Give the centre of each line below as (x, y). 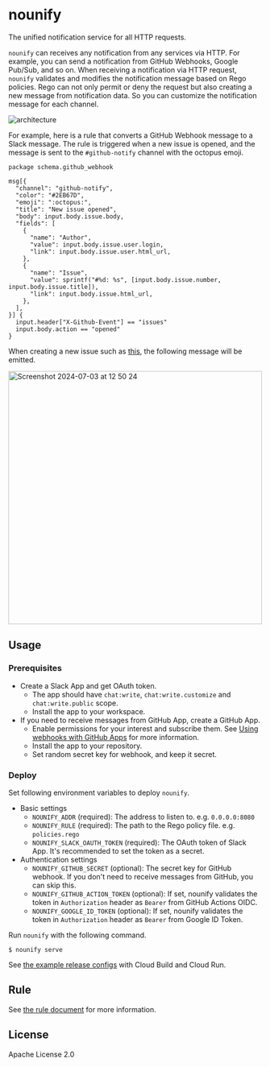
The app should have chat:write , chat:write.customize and (131, 694)
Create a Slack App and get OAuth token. (88, 685)
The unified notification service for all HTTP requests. (98, 37)
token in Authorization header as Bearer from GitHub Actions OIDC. (145, 902)
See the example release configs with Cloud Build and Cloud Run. (117, 965)
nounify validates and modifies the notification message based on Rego (127, 78)
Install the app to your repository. (87, 746)
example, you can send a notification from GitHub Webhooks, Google (123, 61)
